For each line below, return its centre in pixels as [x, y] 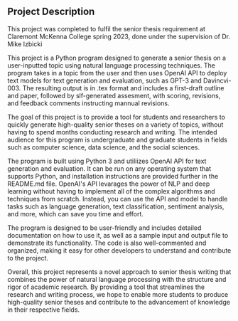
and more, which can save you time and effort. [76, 214]
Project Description [51, 12]
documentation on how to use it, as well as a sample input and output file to [118, 235]
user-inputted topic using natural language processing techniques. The [111, 65]
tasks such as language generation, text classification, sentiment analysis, [116, 206]
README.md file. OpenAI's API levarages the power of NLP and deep [109, 184]
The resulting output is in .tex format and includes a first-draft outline [123, 88]
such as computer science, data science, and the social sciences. [104, 147]
